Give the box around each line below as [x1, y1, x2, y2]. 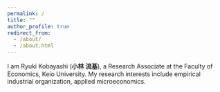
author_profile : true [7, 23, 70, 30]
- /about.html [13, 42, 54, 49]
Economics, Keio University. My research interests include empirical [7, 70, 201, 78]
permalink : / [7, 10, 45, 17]
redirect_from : [7, 29, 51, 37]
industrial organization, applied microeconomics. [7, 77, 147, 85]
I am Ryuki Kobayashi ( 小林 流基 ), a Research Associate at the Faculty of [7, 62, 213, 70]
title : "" [7, 17, 36, 24]
